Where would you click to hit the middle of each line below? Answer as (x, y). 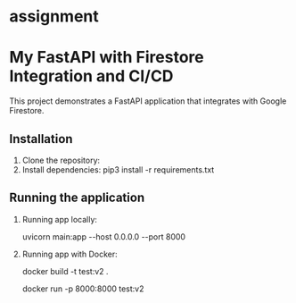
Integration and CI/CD (91, 76)
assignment (54, 17)
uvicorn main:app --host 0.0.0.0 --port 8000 (103, 236)
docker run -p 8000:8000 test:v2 (83, 289)
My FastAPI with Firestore (107, 58)
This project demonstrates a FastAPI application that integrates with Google (148, 101)
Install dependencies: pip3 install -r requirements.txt (118, 169)
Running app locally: (60, 219)
